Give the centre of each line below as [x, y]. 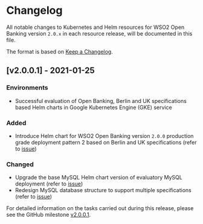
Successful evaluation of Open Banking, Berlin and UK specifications [101, 101]
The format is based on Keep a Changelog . [60, 51]
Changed [20, 164]
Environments [27, 88]
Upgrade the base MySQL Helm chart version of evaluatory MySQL [98, 178]
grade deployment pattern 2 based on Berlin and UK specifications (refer [106, 142]
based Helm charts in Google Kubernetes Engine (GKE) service [93, 107]
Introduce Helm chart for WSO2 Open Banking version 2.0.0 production [104, 135]
